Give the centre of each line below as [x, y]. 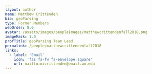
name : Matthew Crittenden [31, 14]
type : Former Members [27, 23]
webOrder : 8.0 [20, 28]
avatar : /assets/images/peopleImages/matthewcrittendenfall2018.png [76, 32]
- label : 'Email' [27, 55]
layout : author [21, 9]
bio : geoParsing [22, 18]
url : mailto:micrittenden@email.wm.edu [54, 64]
